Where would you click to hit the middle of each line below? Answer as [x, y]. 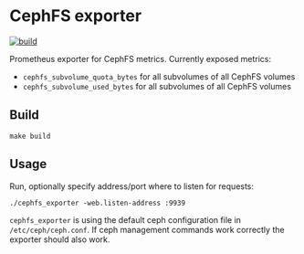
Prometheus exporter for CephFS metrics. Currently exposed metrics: [141, 58]
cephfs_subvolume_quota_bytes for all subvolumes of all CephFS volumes [159, 76]
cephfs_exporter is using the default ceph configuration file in [126, 219]
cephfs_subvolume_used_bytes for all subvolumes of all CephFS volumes [157, 86]
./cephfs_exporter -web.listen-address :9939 [97, 203]
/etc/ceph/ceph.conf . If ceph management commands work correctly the [147, 229]
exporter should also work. [60, 239]
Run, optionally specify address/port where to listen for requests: [131, 186]
